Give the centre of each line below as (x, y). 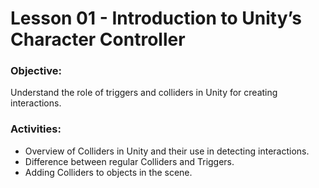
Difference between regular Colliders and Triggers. (129, 161)
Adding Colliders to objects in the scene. (108, 172)
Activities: (36, 129)
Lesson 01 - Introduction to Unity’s (156, 18)
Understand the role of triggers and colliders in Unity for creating (144, 93)
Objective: (36, 71)
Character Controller (98, 39)
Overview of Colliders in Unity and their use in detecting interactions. (167, 151)
